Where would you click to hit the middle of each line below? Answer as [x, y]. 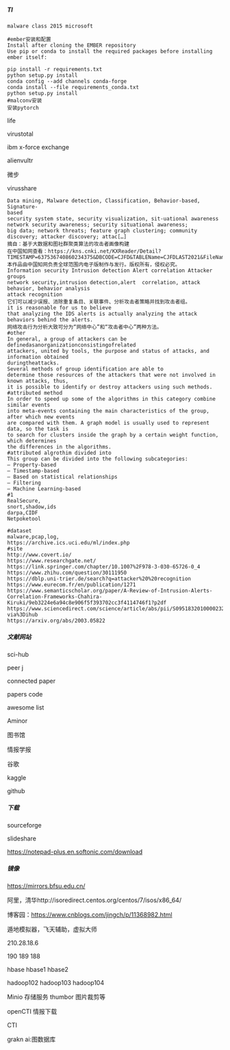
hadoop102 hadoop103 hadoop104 [56, 982]
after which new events [41, 417]
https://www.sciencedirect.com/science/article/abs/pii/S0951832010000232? [117, 609]
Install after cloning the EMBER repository [72, 45]
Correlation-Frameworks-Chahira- [55, 597]
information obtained [38, 357]
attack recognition [35, 295]
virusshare [22, 188]
